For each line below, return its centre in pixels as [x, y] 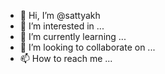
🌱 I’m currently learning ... [73, 36]
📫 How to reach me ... [66, 58]
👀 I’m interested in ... [62, 26]
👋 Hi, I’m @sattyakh [60, 15]
